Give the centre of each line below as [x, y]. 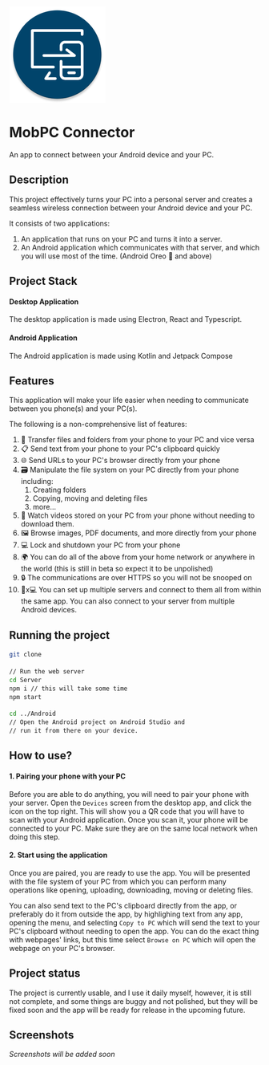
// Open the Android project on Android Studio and [97, 722]
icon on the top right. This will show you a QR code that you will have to [127, 811]
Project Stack [44, 281]
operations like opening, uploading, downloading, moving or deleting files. [131, 890]
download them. [47, 524]
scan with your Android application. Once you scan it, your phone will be [129, 819]
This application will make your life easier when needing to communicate [129, 400]
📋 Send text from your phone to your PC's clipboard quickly [120, 449]
